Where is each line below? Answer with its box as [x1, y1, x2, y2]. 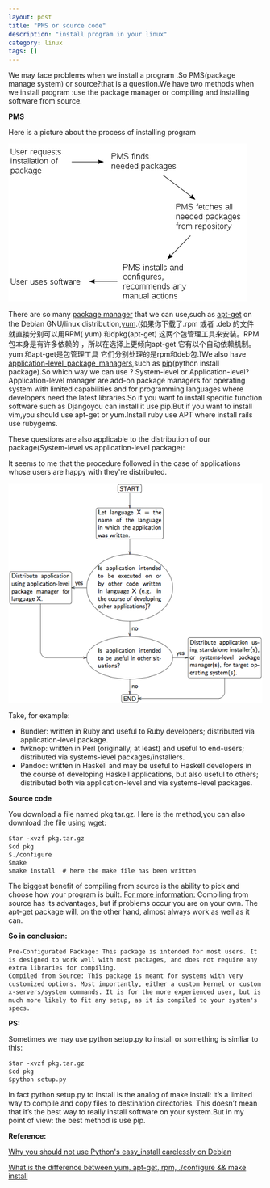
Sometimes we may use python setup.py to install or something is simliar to [8, 1034, 259, 1043]
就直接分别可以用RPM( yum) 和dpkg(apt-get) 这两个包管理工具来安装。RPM [8, 329, 260, 339]
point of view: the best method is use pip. [8, 1115, 147, 1125]
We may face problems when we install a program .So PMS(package [8, 70, 236, 80]
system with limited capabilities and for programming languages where [8, 384, 244, 394]
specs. [8, 1004, 31, 1013]
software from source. [8, 96, 82, 106]
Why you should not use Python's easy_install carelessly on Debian [8, 1147, 232, 1156]
